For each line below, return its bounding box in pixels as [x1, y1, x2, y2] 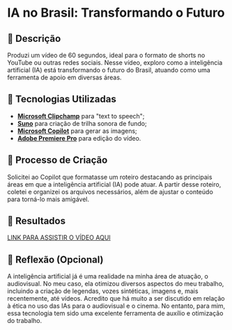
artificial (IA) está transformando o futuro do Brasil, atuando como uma [7, 66, 210, 74]
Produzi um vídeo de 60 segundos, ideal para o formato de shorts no [7, 51, 206, 59]
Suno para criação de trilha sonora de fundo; [17, 119, 148, 127]
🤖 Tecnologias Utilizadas [7, 93, 116, 105]
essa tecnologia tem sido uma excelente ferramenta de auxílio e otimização [7, 309, 224, 317]
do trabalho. [7, 317, 42, 325]
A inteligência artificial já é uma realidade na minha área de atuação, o [7, 272, 209, 281]
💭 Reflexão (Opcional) [7, 253, 104, 265]
